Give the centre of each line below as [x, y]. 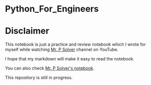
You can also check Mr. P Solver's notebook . [50, 68]
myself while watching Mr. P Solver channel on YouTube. [62, 50]
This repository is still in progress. [39, 78]
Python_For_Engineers [52, 9]
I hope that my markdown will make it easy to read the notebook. [70, 59]
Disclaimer [27, 31]
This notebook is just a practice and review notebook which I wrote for [75, 44]
